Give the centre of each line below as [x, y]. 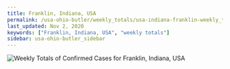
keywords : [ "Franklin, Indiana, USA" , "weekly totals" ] [88, 32]
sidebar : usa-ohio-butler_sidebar [56, 39]
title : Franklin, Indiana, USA [52, 13]
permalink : [23, 20]
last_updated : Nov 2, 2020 [46, 26]
